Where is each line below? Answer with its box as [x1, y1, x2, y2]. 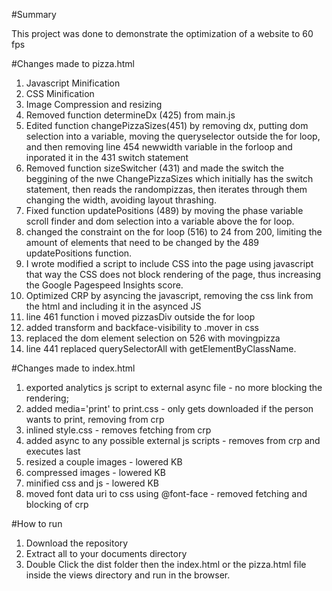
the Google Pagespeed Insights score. [25, 279, 184, 291]
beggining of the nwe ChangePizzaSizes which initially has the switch [25, 173, 314, 184]
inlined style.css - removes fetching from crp [25, 424, 212, 436]
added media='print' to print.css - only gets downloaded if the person [25, 403, 314, 414]
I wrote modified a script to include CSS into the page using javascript [25, 258, 314, 269]
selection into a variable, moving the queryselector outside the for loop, [25, 130, 321, 142]
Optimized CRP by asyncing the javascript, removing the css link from [25, 290, 314, 301]
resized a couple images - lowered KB [25, 456, 183, 468]
